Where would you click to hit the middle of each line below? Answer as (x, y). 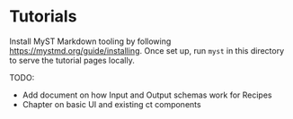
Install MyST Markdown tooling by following (90, 41)
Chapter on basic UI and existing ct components (111, 104)
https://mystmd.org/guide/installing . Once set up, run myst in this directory (147, 50)
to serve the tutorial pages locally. (72, 60)
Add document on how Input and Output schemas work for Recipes (147, 95)
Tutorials (43, 17)
